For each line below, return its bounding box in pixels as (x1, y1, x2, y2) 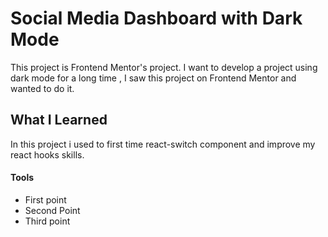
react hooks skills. (10, 148, 85, 161)
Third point (24, 215, 71, 227)
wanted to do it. (10, 82, 75, 94)
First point (24, 193, 67, 206)
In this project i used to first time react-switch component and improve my (10, 138, 316, 150)
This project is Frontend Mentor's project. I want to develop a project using (10, 61, 318, 73)
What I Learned (10, 112, 108, 129)
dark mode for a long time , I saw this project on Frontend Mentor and (10, 72, 297, 84)
